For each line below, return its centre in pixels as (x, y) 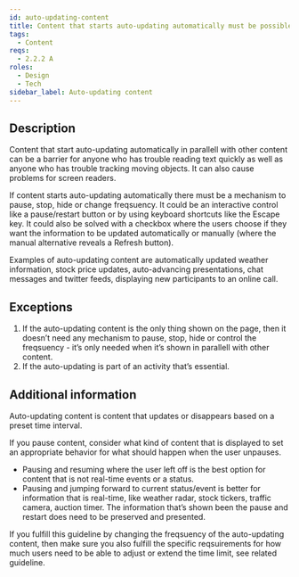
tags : (19, 34)
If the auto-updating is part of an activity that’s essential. (125, 367)
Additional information (73, 395)
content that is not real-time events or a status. (108, 479)
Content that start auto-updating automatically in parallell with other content (148, 150)
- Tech (29, 84)
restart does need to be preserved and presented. (114, 516)
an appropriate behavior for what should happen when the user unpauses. (145, 452)
